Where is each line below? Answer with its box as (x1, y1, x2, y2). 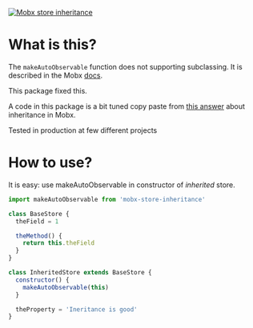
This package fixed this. (8, 86, 88, 95)
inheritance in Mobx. (8, 110, 76, 119)
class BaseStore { (8, 210, 70, 218)
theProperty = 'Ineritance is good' (15, 305, 138, 314)
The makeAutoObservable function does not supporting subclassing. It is (8, 62, 243, 71)
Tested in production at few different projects (8, 125, 158, 135)
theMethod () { (15, 232, 62, 240)
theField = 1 (15, 217, 59, 226)
